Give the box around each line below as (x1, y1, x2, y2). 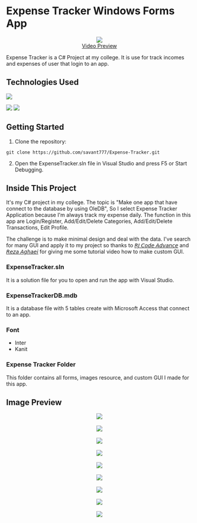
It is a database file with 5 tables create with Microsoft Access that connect (6, 304, 190, 312)
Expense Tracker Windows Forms (6, 4, 175, 18)
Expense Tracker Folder (6, 361, 76, 369)
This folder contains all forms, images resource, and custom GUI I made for (6, 374, 189, 381)
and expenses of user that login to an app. (6, 60, 109, 67)
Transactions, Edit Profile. (6, 224, 69, 231)
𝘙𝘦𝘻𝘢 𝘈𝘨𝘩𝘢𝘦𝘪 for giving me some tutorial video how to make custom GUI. (6, 248, 185, 256)
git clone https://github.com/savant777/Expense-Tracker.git (6, 149, 160, 155)
